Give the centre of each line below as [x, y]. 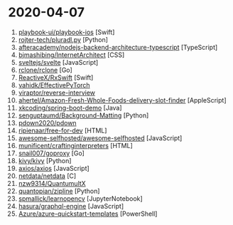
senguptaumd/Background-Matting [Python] [83, 115]
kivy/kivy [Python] [45, 160]
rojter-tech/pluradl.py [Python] [63, 39]
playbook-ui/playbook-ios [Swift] [66, 32]
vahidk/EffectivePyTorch [54, 85]
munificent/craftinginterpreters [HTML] [76, 145]
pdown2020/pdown [47, 122]
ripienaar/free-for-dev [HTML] [63, 130]
